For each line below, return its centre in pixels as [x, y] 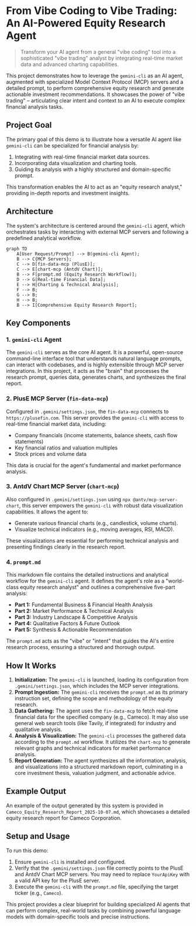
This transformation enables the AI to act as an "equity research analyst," [94, 187]
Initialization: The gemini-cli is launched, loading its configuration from [102, 680]
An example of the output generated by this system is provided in [85, 805]
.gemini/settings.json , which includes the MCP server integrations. [97, 685]
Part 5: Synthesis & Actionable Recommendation [73, 630]
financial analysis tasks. [35, 107]
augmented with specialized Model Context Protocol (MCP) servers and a [95, 82]
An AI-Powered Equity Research [86, 23]
